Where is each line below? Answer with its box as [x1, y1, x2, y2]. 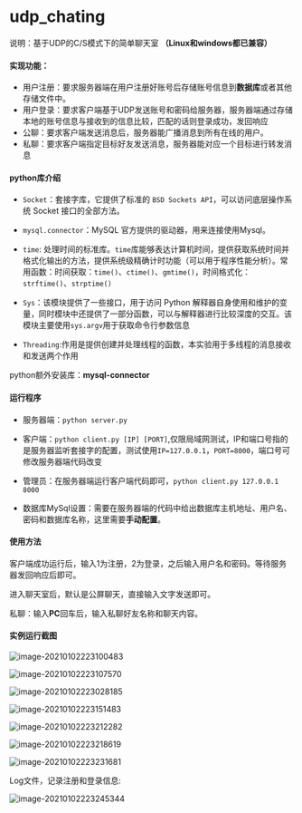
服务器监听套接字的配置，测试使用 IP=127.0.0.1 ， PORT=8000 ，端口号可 [30, 444, 291, 455]
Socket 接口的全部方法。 [33, 206, 125, 217]
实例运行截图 [9, 630, 57, 641]
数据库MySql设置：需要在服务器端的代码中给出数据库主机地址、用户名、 [22, 502, 292, 513]
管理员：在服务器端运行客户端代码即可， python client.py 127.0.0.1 [22, 475, 278, 486]
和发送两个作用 [22, 351, 79, 362]
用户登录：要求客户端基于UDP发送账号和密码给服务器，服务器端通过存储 [22, 104, 294, 115]
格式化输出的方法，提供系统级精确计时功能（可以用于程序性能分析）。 [22, 256, 280, 266]
